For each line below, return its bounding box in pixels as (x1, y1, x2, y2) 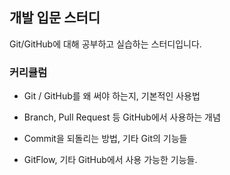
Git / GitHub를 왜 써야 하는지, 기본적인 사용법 (23, 90, 201, 102)
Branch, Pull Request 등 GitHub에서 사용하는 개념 (23, 111, 221, 123)
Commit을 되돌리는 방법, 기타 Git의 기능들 (23, 133, 188, 145)
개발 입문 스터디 (9, 9, 101, 27)
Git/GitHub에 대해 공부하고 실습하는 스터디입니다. (9, 38, 202, 50)
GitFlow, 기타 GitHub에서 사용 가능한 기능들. (23, 154, 198, 166)
